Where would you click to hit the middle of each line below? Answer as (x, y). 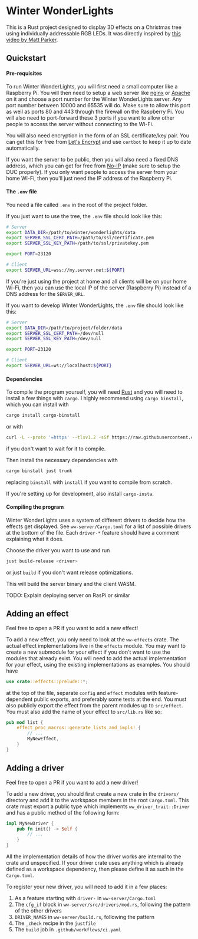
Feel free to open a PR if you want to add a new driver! (72, 782)
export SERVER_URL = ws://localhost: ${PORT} (59, 366)
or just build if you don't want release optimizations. (70, 572)
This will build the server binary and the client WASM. (71, 584)
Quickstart (26, 58)
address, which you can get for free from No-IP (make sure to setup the (93, 166)
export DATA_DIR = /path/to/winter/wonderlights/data (71, 232)
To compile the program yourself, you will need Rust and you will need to (94, 392)
